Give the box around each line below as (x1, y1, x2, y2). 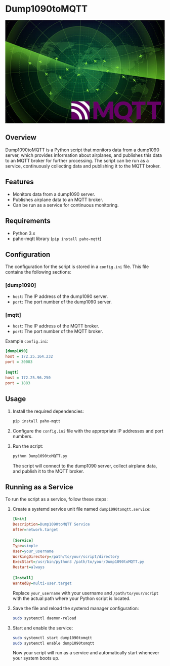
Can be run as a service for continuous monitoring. (12, 202, 119, 208)
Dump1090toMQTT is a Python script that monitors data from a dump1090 (5, 147, 159, 153)
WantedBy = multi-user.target (12, 581, 72, 586)
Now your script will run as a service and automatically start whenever (12, 650, 159, 656)
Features (5, 178, 34, 186)
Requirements (5, 217, 51, 225)
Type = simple (12, 543, 38, 548)
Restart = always (12, 564, 45, 570)
